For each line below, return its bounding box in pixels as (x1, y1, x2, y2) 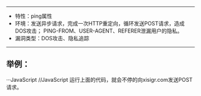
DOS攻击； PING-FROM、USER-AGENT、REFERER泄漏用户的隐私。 (14, 27, 183, 34)
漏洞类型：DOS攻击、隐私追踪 (14, 35, 90, 41)
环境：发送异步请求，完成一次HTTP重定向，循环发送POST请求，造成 (14, 20, 185, 27)
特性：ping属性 (14, 12, 53, 20)
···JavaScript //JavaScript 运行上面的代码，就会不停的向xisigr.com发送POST (6, 76, 193, 83)
